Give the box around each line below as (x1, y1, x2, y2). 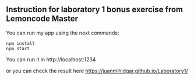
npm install (6, 40, 35, 46)
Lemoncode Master (6, 14, 79, 24)
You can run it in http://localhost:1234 (6, 55, 96, 63)
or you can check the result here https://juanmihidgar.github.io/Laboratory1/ (6, 67, 188, 74)
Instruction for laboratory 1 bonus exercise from (6, 5, 184, 15)
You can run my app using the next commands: (6, 29, 119, 36)
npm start (6, 46, 30, 51)
